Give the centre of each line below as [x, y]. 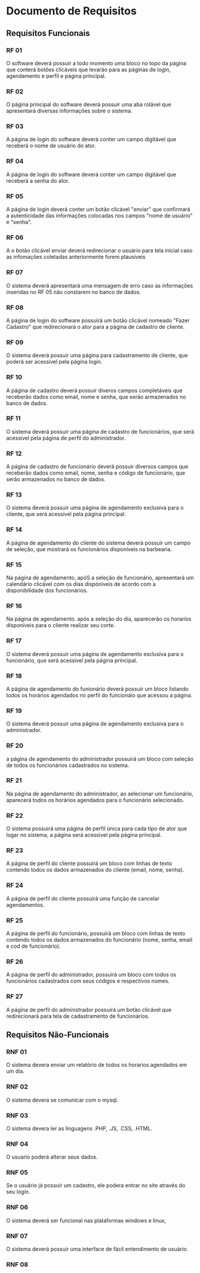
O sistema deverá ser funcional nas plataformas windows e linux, [86, 1220]
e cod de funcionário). [33, 946]
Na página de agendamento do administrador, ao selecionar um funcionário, [100, 793]
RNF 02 [17, 1087]
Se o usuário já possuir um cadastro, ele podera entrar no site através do [96, 1186]
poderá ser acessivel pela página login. [54, 362]
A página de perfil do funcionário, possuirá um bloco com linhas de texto [96, 933]
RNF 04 [17, 1144]
